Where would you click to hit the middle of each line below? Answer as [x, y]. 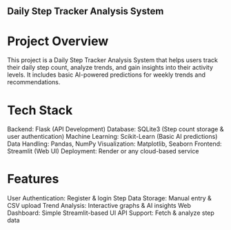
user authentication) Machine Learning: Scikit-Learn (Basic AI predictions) [112, 137]
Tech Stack [40, 110]
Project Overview [58, 41]
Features [33, 179]
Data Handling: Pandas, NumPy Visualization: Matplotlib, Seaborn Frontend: [114, 144]
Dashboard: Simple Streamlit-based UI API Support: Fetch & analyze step [111, 213]
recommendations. [34, 82]
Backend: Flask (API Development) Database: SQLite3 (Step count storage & [115, 129]
